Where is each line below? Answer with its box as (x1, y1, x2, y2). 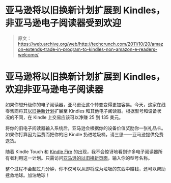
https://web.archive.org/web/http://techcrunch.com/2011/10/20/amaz (17, 41, 164, 47)
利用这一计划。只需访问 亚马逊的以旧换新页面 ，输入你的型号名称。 (14, 155, 153, 161)
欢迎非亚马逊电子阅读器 (5, 84, 104, 96)
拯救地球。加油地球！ (5, 172, 50, 178)
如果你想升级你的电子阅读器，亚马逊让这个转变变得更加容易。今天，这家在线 (5, 101, 166, 107)
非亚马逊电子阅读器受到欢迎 (5, 17, 122, 29)
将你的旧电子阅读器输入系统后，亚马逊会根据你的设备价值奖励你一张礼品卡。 (5, 125, 166, 131)
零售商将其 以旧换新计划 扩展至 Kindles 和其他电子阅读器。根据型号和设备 (5, 108, 157, 114)
